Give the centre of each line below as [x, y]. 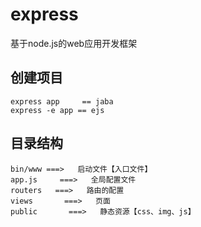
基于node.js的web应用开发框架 [74, 43]
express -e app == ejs [57, 110]
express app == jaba [62, 101]
